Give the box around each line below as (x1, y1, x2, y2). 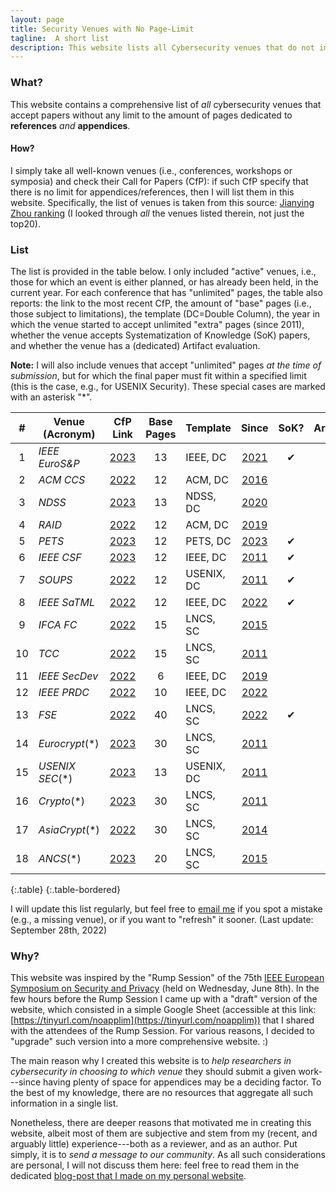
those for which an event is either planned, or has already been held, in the (10, 276, 319, 288)
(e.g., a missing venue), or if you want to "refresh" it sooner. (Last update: (10, 914, 314, 926)
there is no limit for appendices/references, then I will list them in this (10, 186, 295, 198)
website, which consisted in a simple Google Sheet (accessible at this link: (10, 1004, 317, 1016)
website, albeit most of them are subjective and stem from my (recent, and (10, 1127, 318, 1140)
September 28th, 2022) (10, 924, 108, 936)
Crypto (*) (38, 794, 86, 808)
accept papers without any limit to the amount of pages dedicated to (10, 109, 293, 121)
